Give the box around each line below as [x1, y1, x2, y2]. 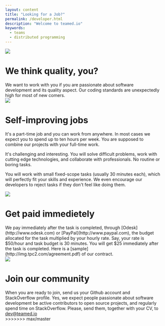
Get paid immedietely [5, 208, 95, 219]
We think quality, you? [5, 65, 99, 77]
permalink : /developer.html [5, 16, 63, 21]
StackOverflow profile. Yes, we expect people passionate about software [5, 295, 154, 301]
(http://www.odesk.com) [5, 230, 55, 235]
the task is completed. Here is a [5, 245, 70, 251]
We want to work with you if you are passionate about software [5, 82, 134, 88]
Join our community [5, 273, 90, 284]
